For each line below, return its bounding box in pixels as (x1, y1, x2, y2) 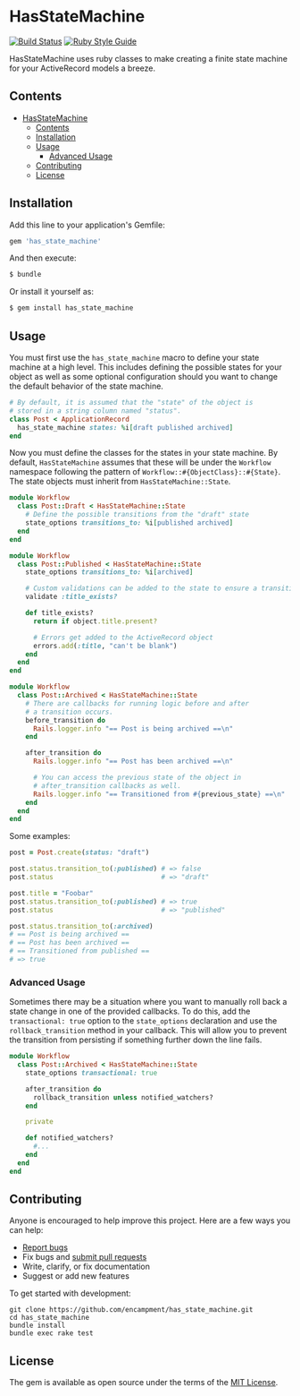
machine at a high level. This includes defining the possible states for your (9, 362, 283, 373)
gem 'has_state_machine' (9, 236, 102, 245)
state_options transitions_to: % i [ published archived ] (25, 518, 234, 527)
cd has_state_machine (9, 1314, 90, 1323)
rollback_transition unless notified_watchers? (32, 1092, 214, 1102)
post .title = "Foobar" (9, 888, 94, 897)
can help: (9, 1225, 44, 1236)
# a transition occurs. (25, 707, 114, 716)
